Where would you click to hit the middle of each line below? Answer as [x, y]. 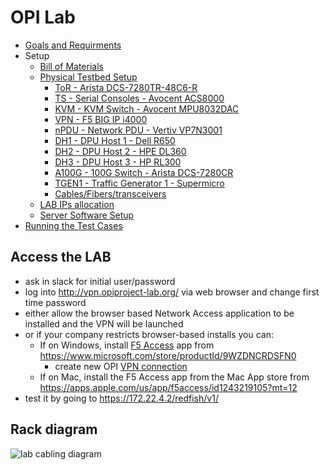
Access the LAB [61, 257]
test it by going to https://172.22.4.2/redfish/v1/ [121, 398]
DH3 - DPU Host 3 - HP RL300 [118, 162]
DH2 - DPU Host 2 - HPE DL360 [120, 151]
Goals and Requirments [73, 45]
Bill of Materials [71, 66]
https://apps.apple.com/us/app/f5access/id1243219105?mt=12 [168, 387]
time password [55, 302]
